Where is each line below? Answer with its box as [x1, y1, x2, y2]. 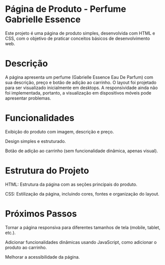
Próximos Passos [5, 208, 77, 219]
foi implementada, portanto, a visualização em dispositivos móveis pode [5, 90, 152, 96]
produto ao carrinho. [5, 244, 47, 250]
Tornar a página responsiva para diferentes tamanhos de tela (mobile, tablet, [5, 224, 161, 230]
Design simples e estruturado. [5, 138, 66, 144]
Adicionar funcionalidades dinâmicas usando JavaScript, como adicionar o [5, 239, 157, 245]
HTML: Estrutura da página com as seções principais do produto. [5, 181, 137, 187]
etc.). [5, 230, 16, 235]
